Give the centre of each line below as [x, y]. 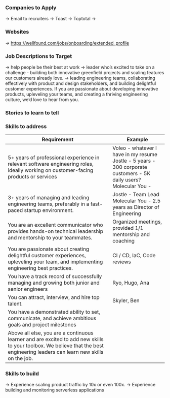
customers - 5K [132, 173]
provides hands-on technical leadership [56, 231]
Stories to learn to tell [32, 112]
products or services [32, 177]
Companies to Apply [31, 8]
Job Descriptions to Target [39, 56]
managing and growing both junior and [54, 283]
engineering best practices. [40, 268]
